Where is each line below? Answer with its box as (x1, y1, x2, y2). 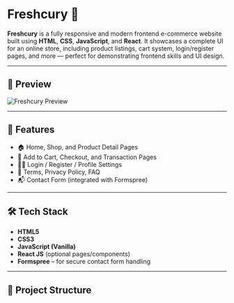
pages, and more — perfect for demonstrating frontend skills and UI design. (7, 52, 225, 60)
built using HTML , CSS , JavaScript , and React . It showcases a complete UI (7, 36, 224, 45)
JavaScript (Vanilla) (17, 242, 77, 251)
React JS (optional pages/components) (17, 250, 131, 258)
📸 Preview (7, 78, 52, 90)
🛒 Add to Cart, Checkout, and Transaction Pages (17, 153, 157, 161)
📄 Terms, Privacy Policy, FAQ (17, 168, 100, 176)
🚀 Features (7, 124, 55, 135)
